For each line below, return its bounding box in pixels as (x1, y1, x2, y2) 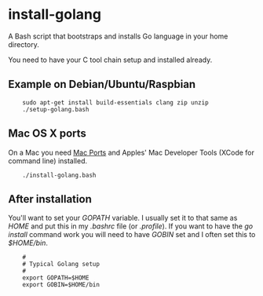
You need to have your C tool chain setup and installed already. (8, 55, 213, 64)
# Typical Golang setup (22, 261, 100, 269)
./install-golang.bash (22, 171, 97, 179)
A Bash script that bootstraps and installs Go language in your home (8, 31, 228, 41)
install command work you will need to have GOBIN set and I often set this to (8, 230, 256, 239)
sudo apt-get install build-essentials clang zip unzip (22, 98, 210, 107)
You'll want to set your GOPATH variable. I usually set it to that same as (8, 214, 238, 223)
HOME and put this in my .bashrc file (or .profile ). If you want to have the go (8, 221, 254, 231)
